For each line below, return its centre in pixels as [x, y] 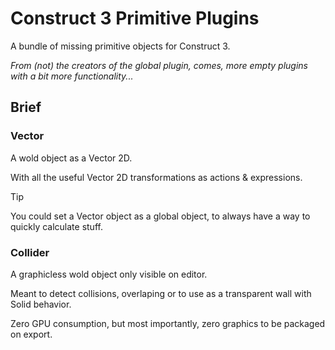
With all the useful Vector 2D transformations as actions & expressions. [156, 177]
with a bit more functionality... [72, 76]
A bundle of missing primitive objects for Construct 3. [120, 46]
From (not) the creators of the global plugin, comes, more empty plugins [159, 65]
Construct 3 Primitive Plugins [135, 18]
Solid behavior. [41, 304]
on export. [31, 334]
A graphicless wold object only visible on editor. [109, 274]
